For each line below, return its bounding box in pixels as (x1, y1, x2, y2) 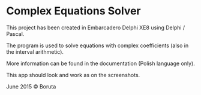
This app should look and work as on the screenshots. (6, 71, 140, 78)
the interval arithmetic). (6, 48, 64, 55)
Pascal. (6, 30, 25, 37)
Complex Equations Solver (6, 4, 141, 18)
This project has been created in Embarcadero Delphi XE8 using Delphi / (6, 24, 185, 31)
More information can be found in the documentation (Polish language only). (6, 60, 195, 67)
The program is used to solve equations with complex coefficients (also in (6, 42, 189, 49)
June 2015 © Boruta (6, 82, 56, 90)
